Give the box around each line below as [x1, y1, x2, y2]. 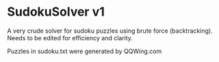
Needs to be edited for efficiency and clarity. [7, 33, 133, 42]
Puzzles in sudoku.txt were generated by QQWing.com [7, 47, 162, 55]
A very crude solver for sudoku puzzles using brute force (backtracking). [7, 27, 214, 35]
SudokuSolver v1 [7, 4, 105, 20]
